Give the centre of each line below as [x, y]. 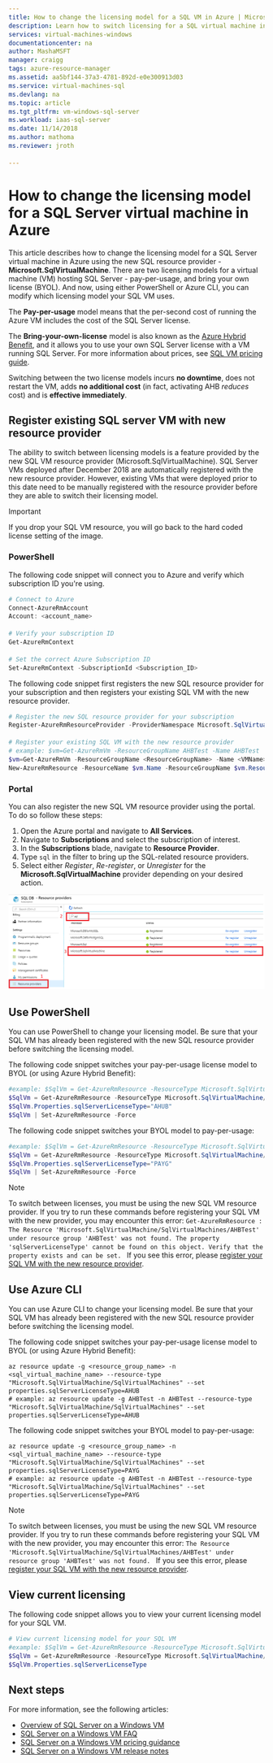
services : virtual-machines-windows [70, 34]
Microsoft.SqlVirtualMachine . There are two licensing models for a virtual [133, 270]
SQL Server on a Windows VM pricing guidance [100, 1743]
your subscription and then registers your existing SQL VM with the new [129, 692]
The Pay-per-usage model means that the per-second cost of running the [133, 311]
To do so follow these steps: [56, 815]
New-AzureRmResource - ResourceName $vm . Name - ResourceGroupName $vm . [129, 768]
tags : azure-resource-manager [60, 69]
